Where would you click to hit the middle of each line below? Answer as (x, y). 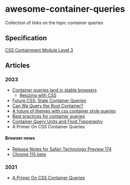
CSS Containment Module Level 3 (39, 50)
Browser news (20, 138)
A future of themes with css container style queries (64, 111)
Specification (26, 38)
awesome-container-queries (65, 9)
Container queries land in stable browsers (54, 90)
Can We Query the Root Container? (48, 106)
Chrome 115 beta (29, 154)
